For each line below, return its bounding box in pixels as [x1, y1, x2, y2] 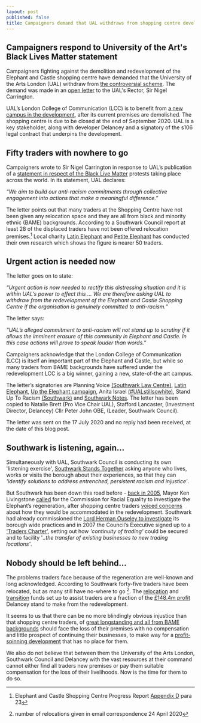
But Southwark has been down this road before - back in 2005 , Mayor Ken [6, 489, 190, 496]
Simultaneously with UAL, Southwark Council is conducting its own [6, 459, 172, 466]
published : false [6, 14, 50, 20]
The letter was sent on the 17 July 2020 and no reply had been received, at [6, 419, 191, 426]
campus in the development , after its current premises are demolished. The [6, 111, 192, 118]
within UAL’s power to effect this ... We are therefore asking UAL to [6, 290, 172, 297]
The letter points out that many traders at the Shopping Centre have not [6, 206, 182, 213]
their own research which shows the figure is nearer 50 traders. [6, 239, 163, 246]
